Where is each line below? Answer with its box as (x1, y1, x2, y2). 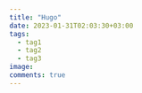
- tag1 (17, 37, 42, 47)
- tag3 (17, 54, 42, 63)
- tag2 (17, 46, 42, 55)
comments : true (9, 71, 66, 80)
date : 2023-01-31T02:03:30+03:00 (9, 21, 134, 30)
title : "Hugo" (9, 12, 63, 22)
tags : (9, 29, 29, 38)
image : (9, 63, 34, 72)
